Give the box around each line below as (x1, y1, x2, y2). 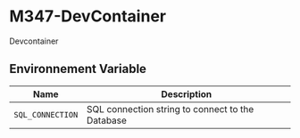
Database (86, 114, 128, 126)
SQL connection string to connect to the (86, 102, 254, 115)
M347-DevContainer (9, 6, 167, 27)
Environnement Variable (9, 61, 147, 77)
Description (161, 87, 212, 100)
